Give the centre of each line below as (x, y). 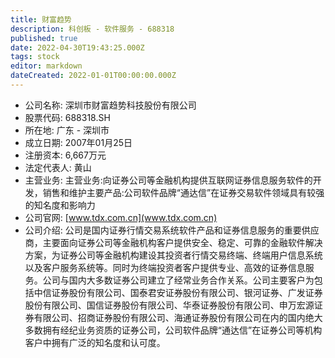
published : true (44, 38)
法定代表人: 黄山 (58, 167)
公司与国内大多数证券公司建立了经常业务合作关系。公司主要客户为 (178, 280)
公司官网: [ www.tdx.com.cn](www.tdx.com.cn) (121, 217)
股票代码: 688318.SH (67, 117)
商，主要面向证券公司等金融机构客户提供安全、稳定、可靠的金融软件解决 (173, 242)
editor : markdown (46, 66)
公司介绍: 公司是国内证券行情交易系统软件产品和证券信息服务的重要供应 (172, 230)
